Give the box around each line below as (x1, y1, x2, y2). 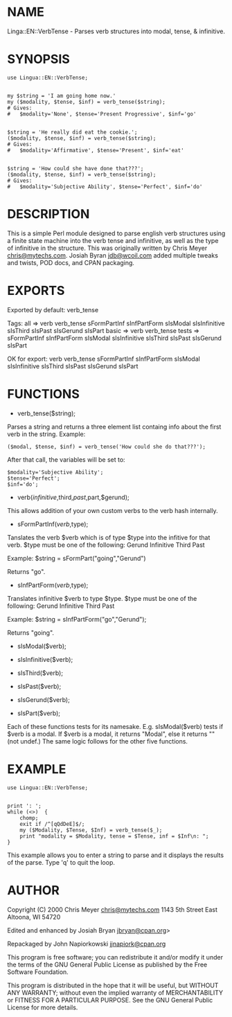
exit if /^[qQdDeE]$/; (19, 820, 85, 827)
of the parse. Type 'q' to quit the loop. (7, 858, 116, 866)
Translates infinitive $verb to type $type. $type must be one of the (7, 594, 197, 602)
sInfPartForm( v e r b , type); (17, 581, 89, 589)
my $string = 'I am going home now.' (7, 92, 116, 99)
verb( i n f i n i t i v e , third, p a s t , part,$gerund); (17, 493, 130, 501)
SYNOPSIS (7, 51, 71, 67)
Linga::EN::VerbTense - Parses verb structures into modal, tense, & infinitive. (7, 27, 225, 35)
